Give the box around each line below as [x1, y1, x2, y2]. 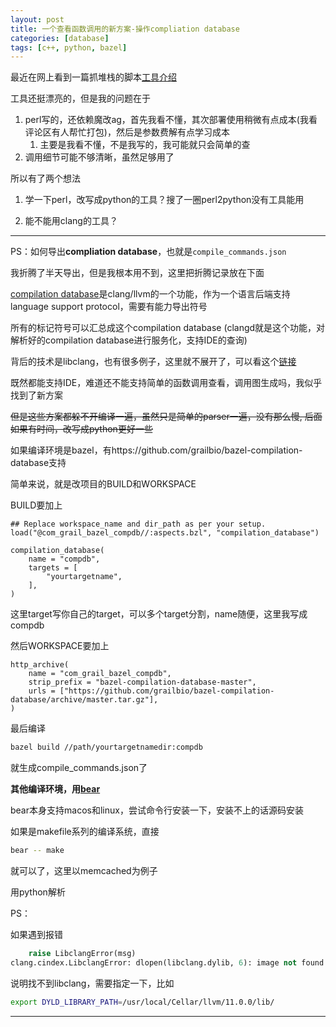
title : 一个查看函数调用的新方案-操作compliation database [10, 24, 240, 34]
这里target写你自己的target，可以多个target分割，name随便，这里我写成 [10, 608, 308, 620]
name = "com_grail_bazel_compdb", [28, 669, 172, 679]
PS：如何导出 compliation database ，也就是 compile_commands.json [10, 246, 287, 258]
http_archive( [10, 660, 70, 670]
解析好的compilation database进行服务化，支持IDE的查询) [10, 334, 248, 346]
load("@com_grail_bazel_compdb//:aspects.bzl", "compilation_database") [10, 528, 320, 538]
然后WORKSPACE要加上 [10, 640, 110, 652]
